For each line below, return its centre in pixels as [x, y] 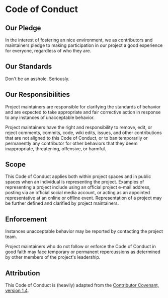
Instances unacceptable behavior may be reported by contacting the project [84, 231]
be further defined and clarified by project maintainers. [62, 203]
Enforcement [26, 219]
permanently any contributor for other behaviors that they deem [71, 143]
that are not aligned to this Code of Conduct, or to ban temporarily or [76, 138]
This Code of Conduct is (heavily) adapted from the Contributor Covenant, [82, 285]
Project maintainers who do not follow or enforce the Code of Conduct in [80, 247]
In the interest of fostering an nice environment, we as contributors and [79, 40]
